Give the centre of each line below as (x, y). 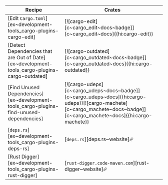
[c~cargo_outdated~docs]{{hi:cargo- (108, 64)
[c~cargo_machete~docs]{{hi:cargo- (108, 115)
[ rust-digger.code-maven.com (99, 163)
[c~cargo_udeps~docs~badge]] (102, 91)
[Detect (16, 45)
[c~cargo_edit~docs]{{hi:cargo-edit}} (109, 34)
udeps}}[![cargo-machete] (96, 103)
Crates (112, 10)
